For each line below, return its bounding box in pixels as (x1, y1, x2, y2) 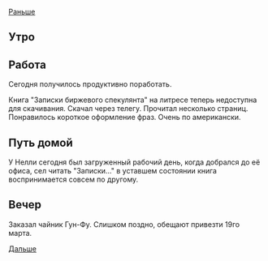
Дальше (8, 243, 37, 254)
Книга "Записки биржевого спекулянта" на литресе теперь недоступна (8, 95, 257, 105)
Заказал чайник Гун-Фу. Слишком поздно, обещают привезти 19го (8, 219, 240, 229)
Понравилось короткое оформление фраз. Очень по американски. (8, 113, 241, 122)
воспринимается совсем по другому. (8, 174, 139, 185)
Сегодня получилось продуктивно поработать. (8, 79, 172, 89)
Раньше (8, 7, 36, 16)
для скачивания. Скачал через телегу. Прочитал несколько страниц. (8, 104, 249, 113)
